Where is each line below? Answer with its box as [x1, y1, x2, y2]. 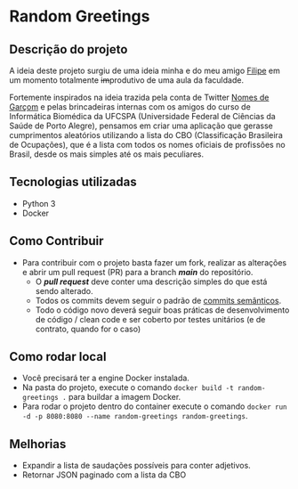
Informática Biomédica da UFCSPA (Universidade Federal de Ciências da [9, 111, 276, 121]
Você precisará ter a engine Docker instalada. [21, 372, 189, 384]
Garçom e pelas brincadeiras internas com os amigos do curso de [9, 102, 251, 112]
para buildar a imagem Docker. [68, 392, 181, 403]
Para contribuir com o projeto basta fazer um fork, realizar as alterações [21, 257, 287, 268]
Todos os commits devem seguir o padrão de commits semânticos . [35, 295, 282, 306]
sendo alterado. [35, 285, 93, 296]
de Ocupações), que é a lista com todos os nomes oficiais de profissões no [9, 140, 286, 150]
